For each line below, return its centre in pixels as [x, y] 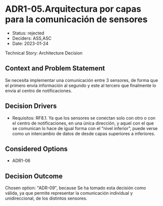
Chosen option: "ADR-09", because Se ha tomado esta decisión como [75, 188]
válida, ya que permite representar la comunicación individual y [69, 193]
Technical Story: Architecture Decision [44, 53]
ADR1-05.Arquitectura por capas [73, 9]
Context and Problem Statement [55, 68]
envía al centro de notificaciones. [39, 90]
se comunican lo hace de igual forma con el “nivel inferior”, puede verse [85, 128]
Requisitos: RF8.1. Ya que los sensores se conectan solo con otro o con [84, 118]
